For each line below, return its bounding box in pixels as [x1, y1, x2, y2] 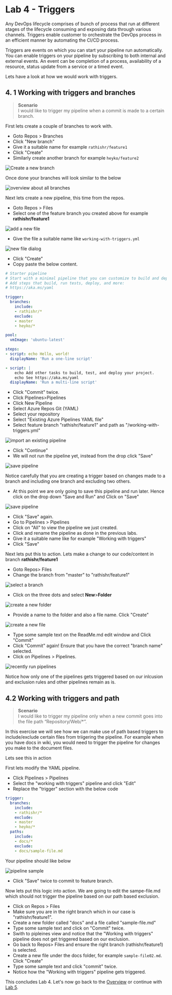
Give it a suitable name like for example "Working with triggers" [12, 535, 147, 542]
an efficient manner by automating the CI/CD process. [5, 37, 119, 43]
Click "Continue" [12, 447, 48, 453]
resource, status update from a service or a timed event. [5, 63, 124, 69]
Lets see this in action [5, 755, 52, 761]
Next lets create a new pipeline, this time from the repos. [5, 195, 125, 201]
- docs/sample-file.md [14, 848, 63, 853]
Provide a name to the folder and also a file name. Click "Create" [12, 612, 149, 618]
